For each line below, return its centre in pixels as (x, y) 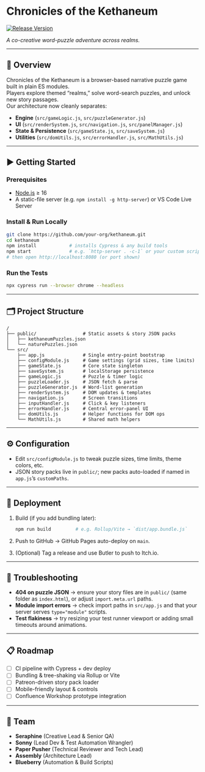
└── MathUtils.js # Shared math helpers (79, 420)
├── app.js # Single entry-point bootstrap (91, 355)
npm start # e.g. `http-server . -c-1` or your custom (95, 252)
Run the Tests (27, 273)
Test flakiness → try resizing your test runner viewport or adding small (104, 618)
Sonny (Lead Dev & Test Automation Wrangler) (74, 743)
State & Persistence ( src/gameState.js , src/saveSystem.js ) (90, 130)
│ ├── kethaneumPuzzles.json (46, 339)
